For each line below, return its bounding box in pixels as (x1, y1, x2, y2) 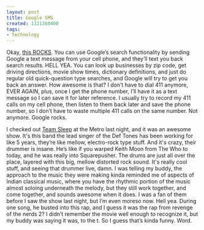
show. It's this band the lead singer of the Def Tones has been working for (6, 132, 194, 140)
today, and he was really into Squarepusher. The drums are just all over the (6, 151, 195, 159)
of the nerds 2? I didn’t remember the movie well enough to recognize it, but (6, 210, 198, 218)
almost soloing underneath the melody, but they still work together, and (6, 185, 186, 192)
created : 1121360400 (6, 20, 59, 26)
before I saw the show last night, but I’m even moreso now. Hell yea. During (6, 197, 197, 205)
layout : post (6, 9, 40, 15)
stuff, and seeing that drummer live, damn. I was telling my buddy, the (6, 165, 183, 172)
